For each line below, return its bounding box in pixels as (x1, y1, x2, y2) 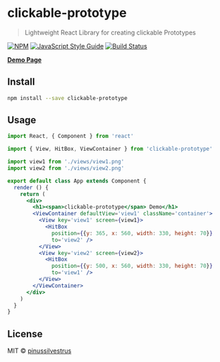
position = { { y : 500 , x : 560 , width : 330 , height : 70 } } (51, 263, 213, 270)
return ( (20, 190, 46, 198)
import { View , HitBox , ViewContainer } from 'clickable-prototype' (7, 146, 213, 153)
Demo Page (7, 55, 42, 64)
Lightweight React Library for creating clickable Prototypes (24, 28, 196, 37)
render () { (13, 184, 49, 191)
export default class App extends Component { (7, 177, 147, 185)
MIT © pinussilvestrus (7, 347, 72, 355)
